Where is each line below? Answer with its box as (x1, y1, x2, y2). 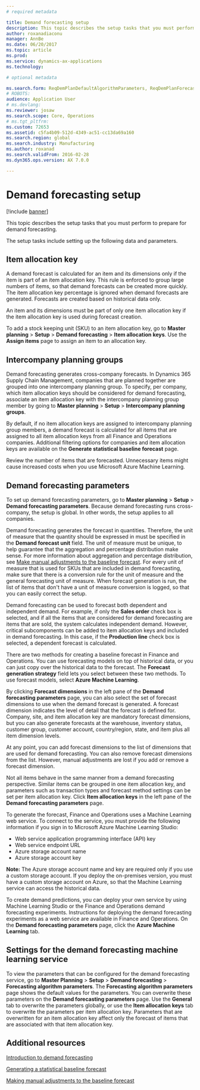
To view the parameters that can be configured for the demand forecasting (6, 970, 190, 977)
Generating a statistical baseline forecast (6, 1065, 107, 1072)
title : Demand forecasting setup (6, 19, 89, 26)
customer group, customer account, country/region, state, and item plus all (6, 726, 190, 733)
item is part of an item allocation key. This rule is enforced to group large (6, 276, 185, 283)
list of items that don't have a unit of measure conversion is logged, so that (6, 584, 189, 591)
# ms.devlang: (6, 102, 42, 108)
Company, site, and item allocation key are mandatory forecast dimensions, (6, 713, 191, 720)
